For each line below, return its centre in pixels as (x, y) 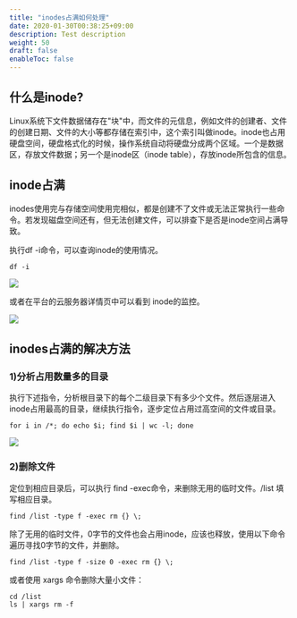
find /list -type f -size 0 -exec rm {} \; (92, 562)
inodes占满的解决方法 (70, 349)
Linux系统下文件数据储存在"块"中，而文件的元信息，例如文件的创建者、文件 (148, 121)
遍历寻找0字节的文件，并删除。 (67, 545)
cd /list (25, 597)
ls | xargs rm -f (42, 605)
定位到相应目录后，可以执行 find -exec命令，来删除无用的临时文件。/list (142, 487)
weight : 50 (30, 42)
